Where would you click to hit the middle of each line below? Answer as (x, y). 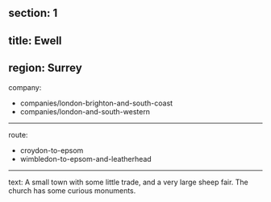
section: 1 (33, 13)
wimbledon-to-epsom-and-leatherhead (85, 159)
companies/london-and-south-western (85, 111)
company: (25, 87)
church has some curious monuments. (72, 190)
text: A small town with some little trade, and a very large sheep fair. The (128, 182)
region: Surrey (45, 68)
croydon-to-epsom (52, 150)
